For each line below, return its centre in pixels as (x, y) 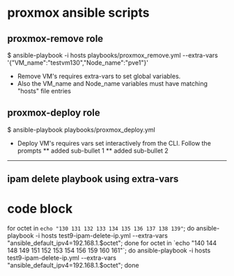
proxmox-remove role (55, 39)
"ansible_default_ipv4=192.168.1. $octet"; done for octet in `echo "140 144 (112, 243)
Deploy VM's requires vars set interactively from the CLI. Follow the (114, 143)
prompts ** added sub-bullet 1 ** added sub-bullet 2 (93, 151)
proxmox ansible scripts (78, 13)
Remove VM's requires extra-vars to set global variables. (99, 76)
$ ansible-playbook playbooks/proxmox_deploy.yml (81, 130)
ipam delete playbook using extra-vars (93, 179)
